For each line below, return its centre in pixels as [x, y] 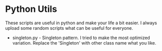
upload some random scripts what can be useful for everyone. [69, 28]
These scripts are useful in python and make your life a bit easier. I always [81, 23]
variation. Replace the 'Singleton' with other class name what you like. [84, 43]
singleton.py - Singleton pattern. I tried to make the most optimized [81, 38]
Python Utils [31, 9]
